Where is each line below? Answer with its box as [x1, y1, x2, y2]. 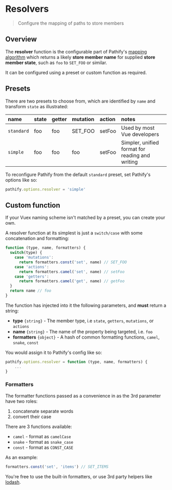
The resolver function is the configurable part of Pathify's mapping [5, 48, 147, 54]
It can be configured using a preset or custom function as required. [5, 69, 147, 75]
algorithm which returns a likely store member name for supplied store [5, 54, 156, 60]
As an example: [5, 454, 38, 460]
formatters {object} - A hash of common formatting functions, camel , [12, 334, 160, 340]
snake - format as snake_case [12, 439, 73, 445]
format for [121, 145, 145, 152]
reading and [121, 152, 150, 159]
